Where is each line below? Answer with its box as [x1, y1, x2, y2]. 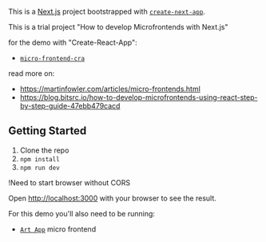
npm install [19, 155, 60, 163]
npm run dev [19, 164, 60, 172]
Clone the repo [19, 145, 69, 155]
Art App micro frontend [19, 224, 97, 234]
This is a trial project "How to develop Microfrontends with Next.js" [8, 22, 228, 31]
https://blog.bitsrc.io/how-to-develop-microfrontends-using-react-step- [19, 93, 258, 102]
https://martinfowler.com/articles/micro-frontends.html [19, 84, 201, 93]
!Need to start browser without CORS [8, 177, 130, 187]
